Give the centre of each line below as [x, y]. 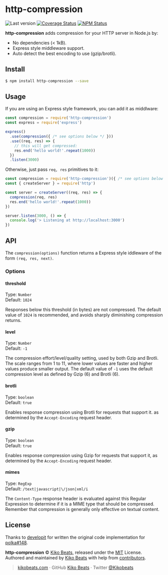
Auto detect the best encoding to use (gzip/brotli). [64, 53]
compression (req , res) [33, 197]
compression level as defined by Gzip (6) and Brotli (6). [62, 374]
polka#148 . [17, 542]
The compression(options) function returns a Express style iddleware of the [83, 253]
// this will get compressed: [46, 146]
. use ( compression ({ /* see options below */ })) [62, 137]
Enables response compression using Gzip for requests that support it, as [81, 455]
